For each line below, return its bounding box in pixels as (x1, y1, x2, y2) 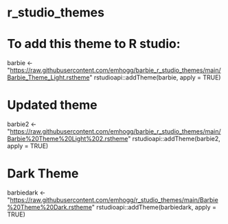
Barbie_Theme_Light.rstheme (7, 73, 90, 82)
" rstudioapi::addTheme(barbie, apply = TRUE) (89, 73, 221, 82)
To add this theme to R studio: (7, 36, 181, 52)
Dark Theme (7, 166, 79, 182)
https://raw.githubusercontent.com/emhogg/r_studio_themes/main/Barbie (10, 196, 218, 203)
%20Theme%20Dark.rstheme (7, 203, 93, 211)
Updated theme (7, 97, 98, 113)
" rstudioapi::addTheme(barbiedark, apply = (91, 203, 216, 211)
